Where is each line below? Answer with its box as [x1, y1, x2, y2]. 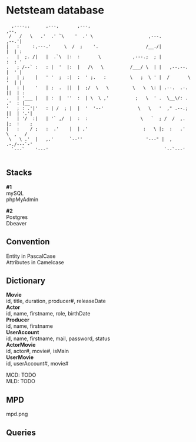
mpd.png [6, 410, 28, 418]
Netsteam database [6, 4, 105, 17]
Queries [6, 427, 36, 437]
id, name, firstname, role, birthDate [6, 310, 91, 317]
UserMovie [6, 354, 34, 361]
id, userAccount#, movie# [6, 360, 69, 367]
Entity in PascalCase [6, 252, 56, 260]
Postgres [6, 213, 28, 221]
